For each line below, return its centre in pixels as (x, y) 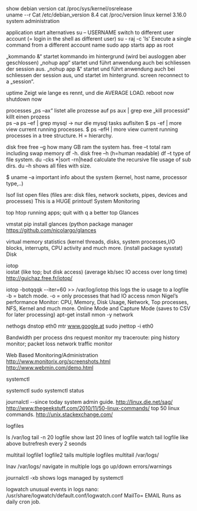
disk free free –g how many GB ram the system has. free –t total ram (89, 147)
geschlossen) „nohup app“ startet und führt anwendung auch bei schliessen (98, 62)
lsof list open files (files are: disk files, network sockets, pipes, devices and (97, 195)
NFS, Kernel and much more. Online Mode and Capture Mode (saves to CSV (98, 308)
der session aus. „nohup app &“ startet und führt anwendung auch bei (91, 69)
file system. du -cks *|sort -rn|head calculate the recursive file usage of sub (98, 159)
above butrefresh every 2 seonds (46, 444)
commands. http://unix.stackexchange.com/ (60, 414)
